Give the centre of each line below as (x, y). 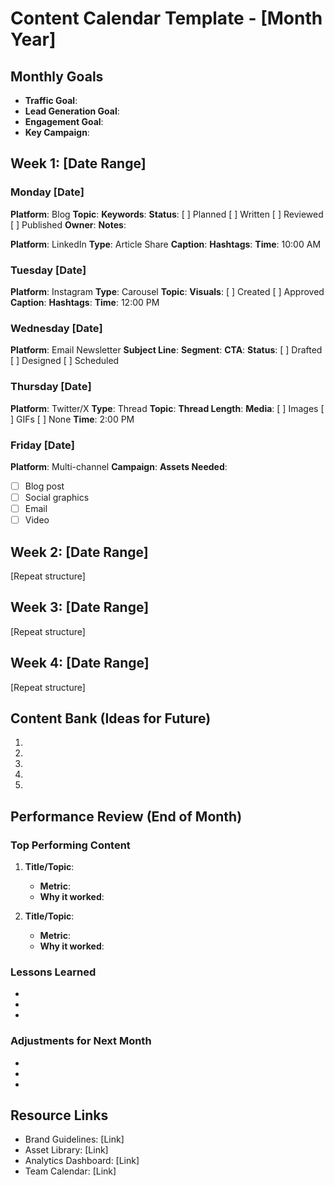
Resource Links (59, 1115)
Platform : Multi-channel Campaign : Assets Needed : (119, 466)
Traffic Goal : (51, 100)
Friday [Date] (42, 445)
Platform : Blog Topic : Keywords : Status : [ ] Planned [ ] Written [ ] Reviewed (167, 214)
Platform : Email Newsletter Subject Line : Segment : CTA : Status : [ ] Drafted (166, 350)
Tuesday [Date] (48, 270)
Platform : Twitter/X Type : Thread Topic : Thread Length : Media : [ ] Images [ (167, 408)
